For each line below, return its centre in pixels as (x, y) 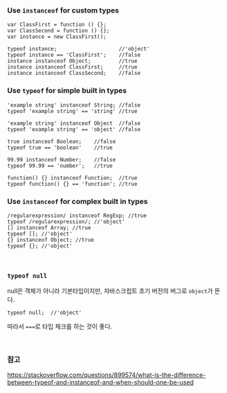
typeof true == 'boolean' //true (60, 148)
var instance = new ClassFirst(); (57, 37)
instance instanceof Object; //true (72, 61)
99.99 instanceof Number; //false (62, 159)
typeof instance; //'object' (79, 49)
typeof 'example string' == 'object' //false (74, 129)
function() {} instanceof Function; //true (72, 178)
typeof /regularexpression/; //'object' (66, 221)
